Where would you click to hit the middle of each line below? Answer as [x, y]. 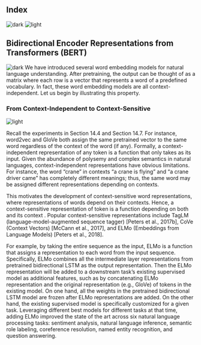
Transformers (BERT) [46, 53]
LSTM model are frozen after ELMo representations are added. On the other [100, 297]
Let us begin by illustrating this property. [90, 93]
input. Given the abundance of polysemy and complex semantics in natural [98, 158]
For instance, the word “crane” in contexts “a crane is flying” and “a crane [97, 172]
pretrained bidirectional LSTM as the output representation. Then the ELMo [99, 265]
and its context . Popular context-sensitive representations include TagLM [97, 215]
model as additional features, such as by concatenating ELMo [82, 278]
